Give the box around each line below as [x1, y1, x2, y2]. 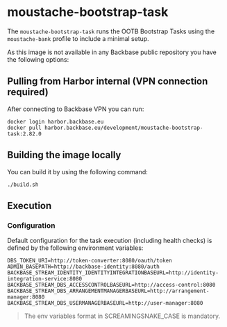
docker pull [7, 124, 42, 131]
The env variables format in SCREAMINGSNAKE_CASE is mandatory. [24, 312, 221, 320]
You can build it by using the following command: [7, 167, 148, 176]
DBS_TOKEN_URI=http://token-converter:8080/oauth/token [7, 258, 172, 265]
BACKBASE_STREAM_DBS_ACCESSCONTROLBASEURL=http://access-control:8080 [7, 282, 216, 289]
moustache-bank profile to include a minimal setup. [7, 34, 149, 42]
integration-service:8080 [7, 276, 82, 283]
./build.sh [7, 181, 39, 188]
